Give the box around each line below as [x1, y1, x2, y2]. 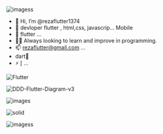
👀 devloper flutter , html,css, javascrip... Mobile [15, 24, 133, 31]
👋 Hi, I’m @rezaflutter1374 [15, 18, 80, 24]
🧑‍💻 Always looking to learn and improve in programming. [15, 37, 158, 44]
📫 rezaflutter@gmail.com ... [15, 44, 86, 51]
